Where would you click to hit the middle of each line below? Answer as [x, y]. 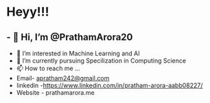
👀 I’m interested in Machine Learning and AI [78, 53]
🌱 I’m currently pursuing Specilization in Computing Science [101, 61]
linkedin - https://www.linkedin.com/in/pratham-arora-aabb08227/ [109, 85]
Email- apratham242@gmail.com [63, 78]
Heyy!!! [28, 12]
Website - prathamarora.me [55, 92]
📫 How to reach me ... [48, 68]
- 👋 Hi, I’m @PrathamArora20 [70, 37]
